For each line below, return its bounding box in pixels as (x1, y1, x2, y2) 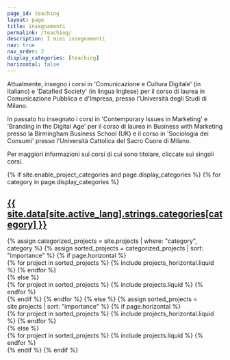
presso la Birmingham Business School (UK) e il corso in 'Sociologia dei (7, 129, 209, 138)
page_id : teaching (7, 10, 60, 17)
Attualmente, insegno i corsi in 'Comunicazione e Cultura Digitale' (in (7, 79, 201, 88)
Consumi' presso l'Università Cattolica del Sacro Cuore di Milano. (7, 136, 192, 144)
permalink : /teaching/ (7, 29, 72, 36)
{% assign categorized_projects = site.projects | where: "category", (7, 237, 197, 245)
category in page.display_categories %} (7, 177, 120, 185)
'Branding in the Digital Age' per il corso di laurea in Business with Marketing (7, 122, 223, 130)
